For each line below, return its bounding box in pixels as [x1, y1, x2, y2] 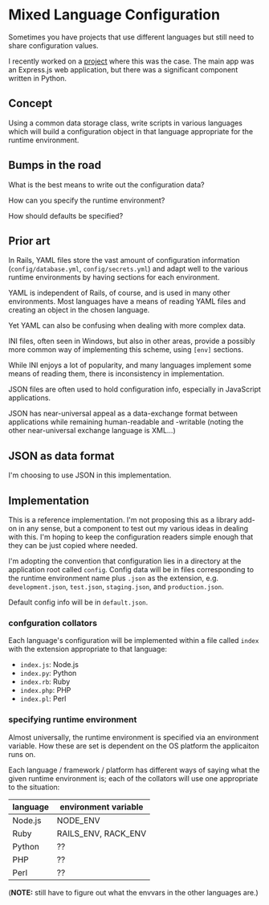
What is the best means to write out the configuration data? [8, 179, 205, 190]
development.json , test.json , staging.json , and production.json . [8, 582, 224, 592]
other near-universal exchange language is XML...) [8, 426, 176, 436]
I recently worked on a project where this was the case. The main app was [8, 56, 255, 66]
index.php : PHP [19, 686, 71, 695]
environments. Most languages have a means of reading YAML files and [8, 297, 247, 306]
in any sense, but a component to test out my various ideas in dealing [18, 524, 249, 533]
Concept [8, 96, 53, 110]
